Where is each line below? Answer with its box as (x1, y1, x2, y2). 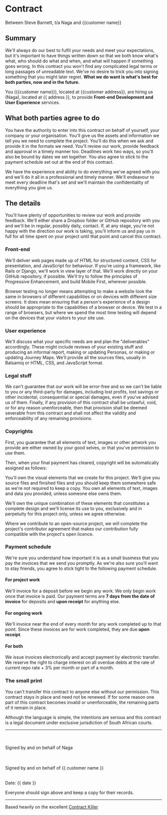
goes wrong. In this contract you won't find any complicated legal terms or (5, 63, 158, 69)
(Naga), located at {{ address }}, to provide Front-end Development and (5, 94, 154, 100)
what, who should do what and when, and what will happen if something (5, 58, 154, 64)
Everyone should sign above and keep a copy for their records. (5, 790, 134, 796)
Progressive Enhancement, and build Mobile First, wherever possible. (5, 278, 147, 285)
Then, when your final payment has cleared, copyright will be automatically (5, 459, 159, 465)
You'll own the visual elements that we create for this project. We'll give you (5, 474, 160, 480)
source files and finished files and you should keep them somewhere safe (5, 480, 157, 486)
